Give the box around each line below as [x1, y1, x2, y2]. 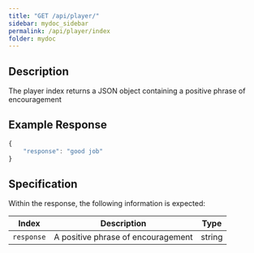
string [200, 232, 223, 243]
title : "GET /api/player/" [8, 11, 100, 20]
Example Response [8, 118, 107, 132]
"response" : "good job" [23, 147, 104, 155]
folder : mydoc [8, 34, 57, 43]
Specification [8, 177, 78, 191]
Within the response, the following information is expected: [8, 199, 205, 208]
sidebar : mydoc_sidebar [8, 19, 89, 28]
